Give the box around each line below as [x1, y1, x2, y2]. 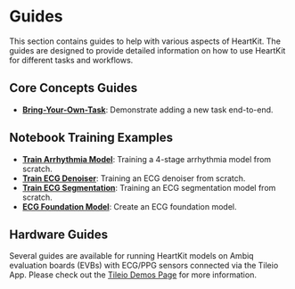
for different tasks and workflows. [9, 54, 134, 65]
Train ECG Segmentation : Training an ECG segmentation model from [21, 182, 276, 193]
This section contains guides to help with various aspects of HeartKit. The [9, 36, 281, 46]
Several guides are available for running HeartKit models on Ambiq [9, 251, 254, 261]
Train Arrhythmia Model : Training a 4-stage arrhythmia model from [21, 153, 272, 164]
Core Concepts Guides [9, 80, 138, 95]
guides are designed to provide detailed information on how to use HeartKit [9, 45, 286, 55]
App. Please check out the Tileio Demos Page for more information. [9, 269, 257, 280]
